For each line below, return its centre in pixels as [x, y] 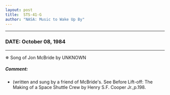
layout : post [19, 10]
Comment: [17, 69]
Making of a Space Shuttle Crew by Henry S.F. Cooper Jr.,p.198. [79, 87]
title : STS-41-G [24, 15]
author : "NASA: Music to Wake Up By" [45, 19]
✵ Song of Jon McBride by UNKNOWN [46, 57]
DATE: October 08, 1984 [35, 42]
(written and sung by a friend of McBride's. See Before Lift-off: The [82, 82]
